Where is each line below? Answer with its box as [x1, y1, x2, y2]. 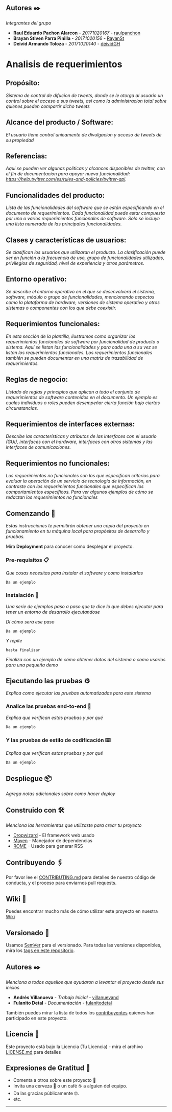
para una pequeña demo [6, 662, 58, 668]
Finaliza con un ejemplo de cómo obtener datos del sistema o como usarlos [6, 656, 166, 662]
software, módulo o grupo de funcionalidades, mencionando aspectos [6, 294, 155, 300]
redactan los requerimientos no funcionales [6, 494, 98, 500]
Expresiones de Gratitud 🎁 [6, 1064, 91, 1073]
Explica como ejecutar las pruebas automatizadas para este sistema [6, 690, 151, 696]
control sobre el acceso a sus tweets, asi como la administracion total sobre [6, 98, 167, 104]
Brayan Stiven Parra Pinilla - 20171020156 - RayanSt [13, 35, 125, 41]
